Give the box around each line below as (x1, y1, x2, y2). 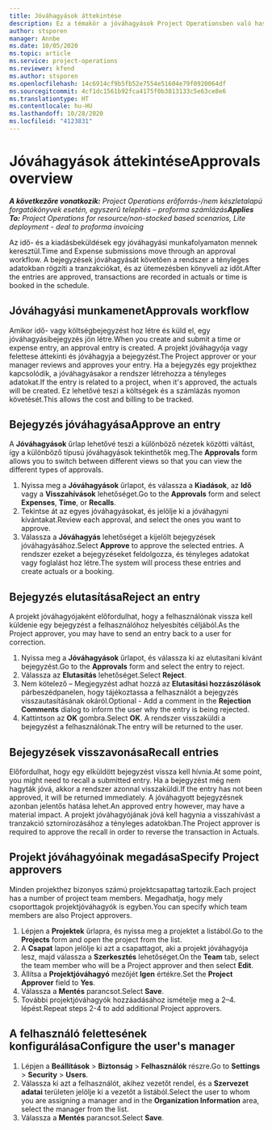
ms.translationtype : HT (9, 95, 90, 103)
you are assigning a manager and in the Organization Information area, (20, 1095, 260, 1105)
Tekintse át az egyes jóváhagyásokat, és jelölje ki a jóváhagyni (20, 507, 229, 516)
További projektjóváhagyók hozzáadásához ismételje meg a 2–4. (20, 995, 236, 1005)
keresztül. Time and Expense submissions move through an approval (9, 246, 236, 256)
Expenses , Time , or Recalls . (20, 498, 116, 508)
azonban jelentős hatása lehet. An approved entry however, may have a (9, 801, 245, 811)
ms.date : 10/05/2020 (9, 42, 79, 50)
